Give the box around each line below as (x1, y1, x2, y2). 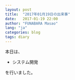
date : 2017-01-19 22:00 (5, 16, 58, 21)
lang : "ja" (5, 26, 27, 30)
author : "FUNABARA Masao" (5, 21, 58, 26)
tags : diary (5, 35, 29, 40)
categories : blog (5, 30, 41, 35)
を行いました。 (5, 69, 35, 75)
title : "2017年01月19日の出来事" (5, 12, 71, 17)
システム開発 (12, 59, 38, 65)
